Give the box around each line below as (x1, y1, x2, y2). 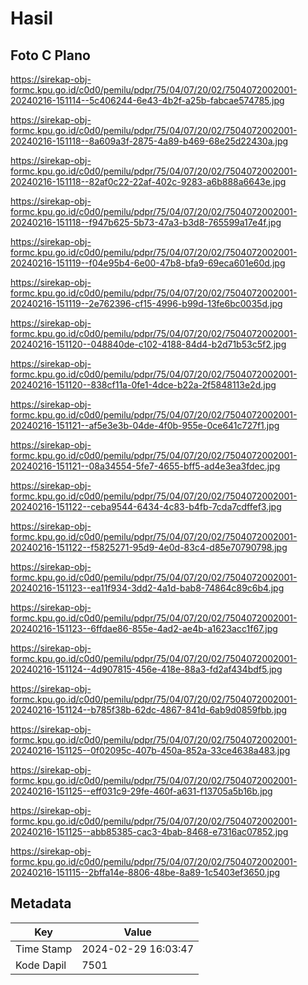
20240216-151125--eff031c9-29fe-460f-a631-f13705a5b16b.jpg (10, 785, 273, 797)
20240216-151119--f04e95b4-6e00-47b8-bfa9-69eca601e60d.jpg (10, 257, 286, 269)
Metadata (10, 895, 72, 912)
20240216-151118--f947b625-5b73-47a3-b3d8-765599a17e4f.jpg (10, 217, 282, 228)
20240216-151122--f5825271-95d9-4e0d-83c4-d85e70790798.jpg (10, 542, 288, 553)
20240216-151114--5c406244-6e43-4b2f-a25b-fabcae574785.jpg (10, 95, 285, 106)
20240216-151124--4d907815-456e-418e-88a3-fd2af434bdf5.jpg (10, 663, 283, 675)
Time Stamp (15, 942, 73, 956)
